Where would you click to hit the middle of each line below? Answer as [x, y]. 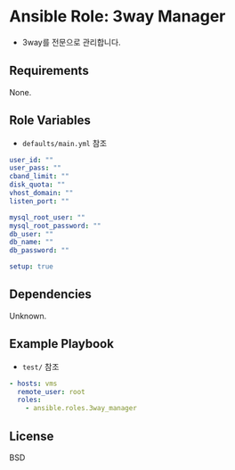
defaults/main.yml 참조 [65, 143]
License [32, 436]
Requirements [49, 71]
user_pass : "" [36, 168]
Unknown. [28, 316]
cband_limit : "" [39, 177]
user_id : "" [31, 160]
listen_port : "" [39, 201]
